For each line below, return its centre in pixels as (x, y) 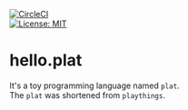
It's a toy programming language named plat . (94, 85)
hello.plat (46, 60)
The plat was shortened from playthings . (88, 95)
